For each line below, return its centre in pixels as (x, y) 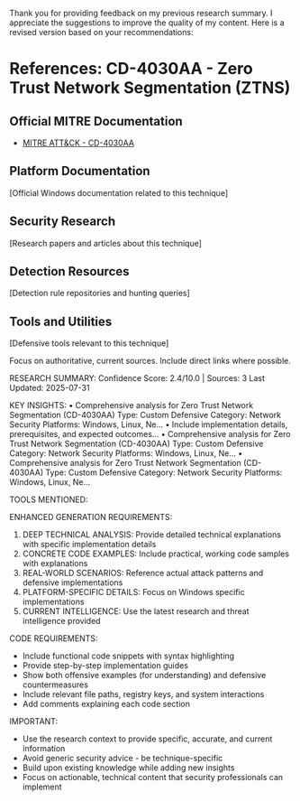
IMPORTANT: (34, 722)
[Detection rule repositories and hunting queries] (100, 293)
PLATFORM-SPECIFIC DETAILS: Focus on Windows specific (133, 592)
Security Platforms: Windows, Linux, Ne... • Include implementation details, (149, 424)
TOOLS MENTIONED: (49, 499)
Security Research (62, 222)
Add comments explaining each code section (106, 704)
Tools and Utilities (61, 321)
